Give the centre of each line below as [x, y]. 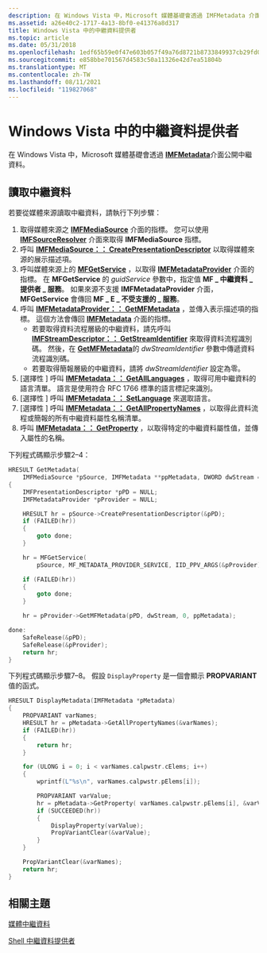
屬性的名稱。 [48, 438]
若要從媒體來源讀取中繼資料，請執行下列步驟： [85, 213]
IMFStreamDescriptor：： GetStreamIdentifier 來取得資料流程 [135, 339]
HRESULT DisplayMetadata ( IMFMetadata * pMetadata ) [92, 701]
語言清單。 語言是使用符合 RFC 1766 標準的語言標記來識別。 [118, 388]
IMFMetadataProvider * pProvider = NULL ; [90, 500]
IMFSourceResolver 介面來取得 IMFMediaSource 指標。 [112, 240]
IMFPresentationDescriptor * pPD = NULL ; [90, 492]
